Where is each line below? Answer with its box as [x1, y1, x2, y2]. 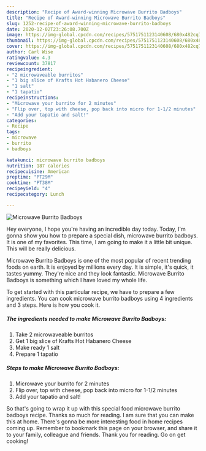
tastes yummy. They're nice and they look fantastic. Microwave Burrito [6, 269, 185, 277]
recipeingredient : [6, 66, 53, 72]
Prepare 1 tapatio [15, 350, 58, 358]
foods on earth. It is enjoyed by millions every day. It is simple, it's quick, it [6, 263, 194, 271]
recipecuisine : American [6, 168, 70, 175]
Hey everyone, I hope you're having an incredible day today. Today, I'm [6, 225, 186, 233]
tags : [6, 129, 20, 135]
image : [6, 32, 23, 38]
